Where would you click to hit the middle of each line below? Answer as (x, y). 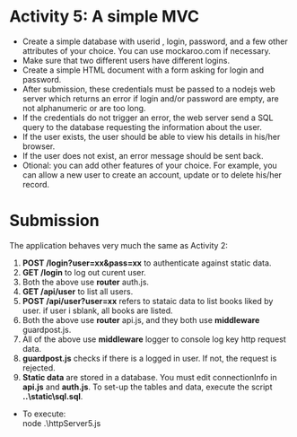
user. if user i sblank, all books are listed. (97, 310)
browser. (39, 146)
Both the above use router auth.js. (86, 282)
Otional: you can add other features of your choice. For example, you (150, 165)
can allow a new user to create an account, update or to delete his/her (152, 175)
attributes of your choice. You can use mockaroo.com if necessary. (146, 50)
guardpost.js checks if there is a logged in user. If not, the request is (149, 358)
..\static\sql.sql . (52, 396)
